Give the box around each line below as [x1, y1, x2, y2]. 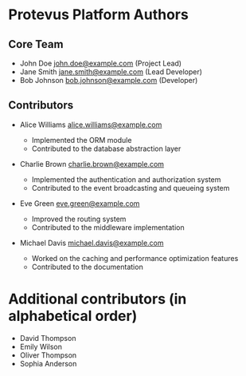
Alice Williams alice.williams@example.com [19, 120, 162, 129]
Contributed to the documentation [31, 262, 143, 271]
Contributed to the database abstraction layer [31, 144, 182, 153]
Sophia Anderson [19, 358, 77, 368]
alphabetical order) [8, 307, 138, 325]
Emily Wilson [19, 342, 62, 351]
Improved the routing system [31, 214, 127, 224]
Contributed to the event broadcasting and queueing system [31, 183, 230, 192]
